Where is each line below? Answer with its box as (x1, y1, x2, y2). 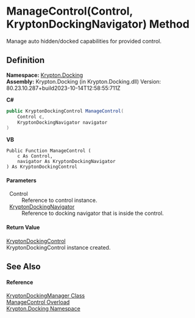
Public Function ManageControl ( (6, 148, 91, 154)
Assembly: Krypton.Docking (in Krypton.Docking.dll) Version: (6, 78, 161, 85)
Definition (6, 55, 44, 65)
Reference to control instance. (21, 197, 97, 204)
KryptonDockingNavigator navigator (17, 119, 108, 126)
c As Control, (17, 153, 53, 159)
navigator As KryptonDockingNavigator (17, 159, 116, 165)
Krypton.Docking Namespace (6, 305, 80, 313)
